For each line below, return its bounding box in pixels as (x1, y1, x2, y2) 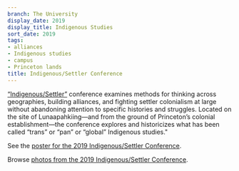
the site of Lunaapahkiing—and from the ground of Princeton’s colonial (7, 112, 215, 121)
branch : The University (7, 10, 78, 18)
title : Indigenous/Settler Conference (7, 70, 123, 77)
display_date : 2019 (7, 17, 66, 24)
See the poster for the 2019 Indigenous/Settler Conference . (7, 141, 182, 150)
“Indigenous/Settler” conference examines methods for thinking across (7, 90, 217, 98)
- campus (7, 57, 34, 64)
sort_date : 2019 (7, 30, 56, 38)
